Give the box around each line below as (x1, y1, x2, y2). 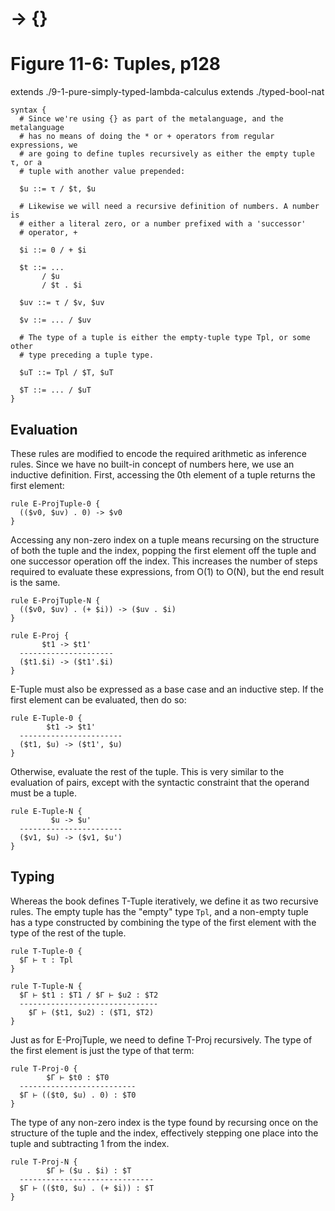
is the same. (10, 576, 61, 588)
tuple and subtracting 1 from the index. (10, 1137, 170, 1149)
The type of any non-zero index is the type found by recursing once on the (10, 1116, 319, 1128)
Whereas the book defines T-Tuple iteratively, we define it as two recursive (10, 895, 319, 907)
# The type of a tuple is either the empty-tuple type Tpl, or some (19, 333, 311, 343)
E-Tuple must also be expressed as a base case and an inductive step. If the (10, 683, 324, 695)
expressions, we (10, 140, 78, 151)
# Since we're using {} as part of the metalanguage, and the (19, 114, 284, 124)
